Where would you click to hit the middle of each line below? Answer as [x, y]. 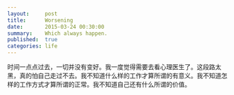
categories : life [32, 46]
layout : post [32, 14]
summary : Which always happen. [58, 33]
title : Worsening [40, 20]
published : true [32, 40]
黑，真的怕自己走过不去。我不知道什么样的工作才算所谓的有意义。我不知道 [114, 75]
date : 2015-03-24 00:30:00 [56, 27]
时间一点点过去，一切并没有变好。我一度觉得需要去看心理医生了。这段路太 [114, 67]
